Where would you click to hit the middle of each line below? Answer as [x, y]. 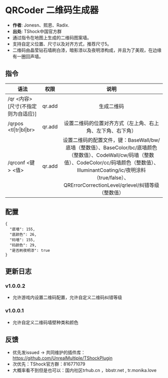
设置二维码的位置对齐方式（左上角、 [106, 123]
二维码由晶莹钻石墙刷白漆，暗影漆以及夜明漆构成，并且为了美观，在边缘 [87, 50]
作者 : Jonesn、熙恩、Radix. [41, 25]
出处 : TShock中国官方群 [37, 31]
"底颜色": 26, [23, 234]
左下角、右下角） [116, 131]
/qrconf [16, 162]
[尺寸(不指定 [22, 106]
